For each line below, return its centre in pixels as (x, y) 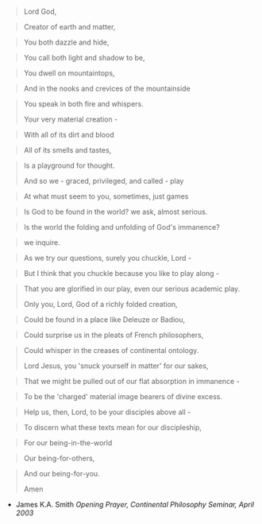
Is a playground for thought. (69, 165)
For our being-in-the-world (68, 443)
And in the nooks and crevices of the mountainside (107, 88)
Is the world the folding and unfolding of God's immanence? (121, 227)
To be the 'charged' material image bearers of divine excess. (123, 396)
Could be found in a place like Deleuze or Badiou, (104, 320)
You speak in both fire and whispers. (84, 104)
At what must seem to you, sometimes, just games (106, 196)
